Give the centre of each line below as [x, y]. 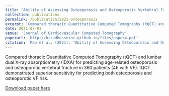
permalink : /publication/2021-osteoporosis [52, 19]
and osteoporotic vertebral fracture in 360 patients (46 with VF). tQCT [78, 67]
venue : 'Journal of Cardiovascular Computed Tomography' [66, 33]
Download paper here [28, 88]
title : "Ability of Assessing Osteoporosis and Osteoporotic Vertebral [82, 10]
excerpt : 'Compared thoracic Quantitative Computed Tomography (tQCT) [81, 24]
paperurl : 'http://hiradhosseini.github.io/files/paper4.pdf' [72, 38]
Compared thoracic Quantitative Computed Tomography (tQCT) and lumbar [83, 57]
